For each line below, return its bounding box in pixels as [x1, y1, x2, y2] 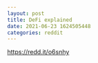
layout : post [7, 10, 45, 17]
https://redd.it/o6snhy [7, 48, 70, 56]
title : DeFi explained [7, 16, 72, 23]
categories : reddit [7, 29, 63, 36]
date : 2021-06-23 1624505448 [7, 23, 91, 29]
